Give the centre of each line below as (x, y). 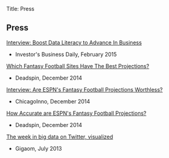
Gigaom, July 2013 (38, 148)
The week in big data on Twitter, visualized (60, 137)
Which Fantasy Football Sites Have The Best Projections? (78, 66)
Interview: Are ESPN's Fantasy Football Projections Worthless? (84, 89)
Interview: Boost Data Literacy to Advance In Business (74, 43)
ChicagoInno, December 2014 (53, 101)
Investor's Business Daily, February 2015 (66, 54)
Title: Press (20, 9)
